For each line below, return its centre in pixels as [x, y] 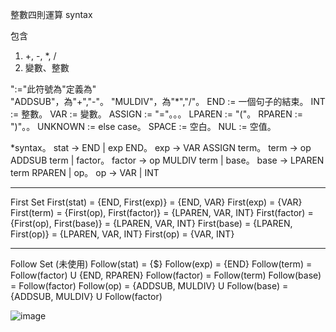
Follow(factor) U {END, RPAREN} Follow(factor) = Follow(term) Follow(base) [166, 275]
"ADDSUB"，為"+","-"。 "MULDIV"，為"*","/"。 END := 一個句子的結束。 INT [168, 101]
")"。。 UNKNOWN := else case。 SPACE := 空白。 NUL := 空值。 [143, 126]
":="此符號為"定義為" [53, 89]
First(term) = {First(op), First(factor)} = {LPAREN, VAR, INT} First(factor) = [162, 212]
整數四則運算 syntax [51, 14]
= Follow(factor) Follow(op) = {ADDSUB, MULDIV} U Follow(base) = [149, 286]
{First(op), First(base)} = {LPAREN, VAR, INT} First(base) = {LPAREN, [151, 223]
